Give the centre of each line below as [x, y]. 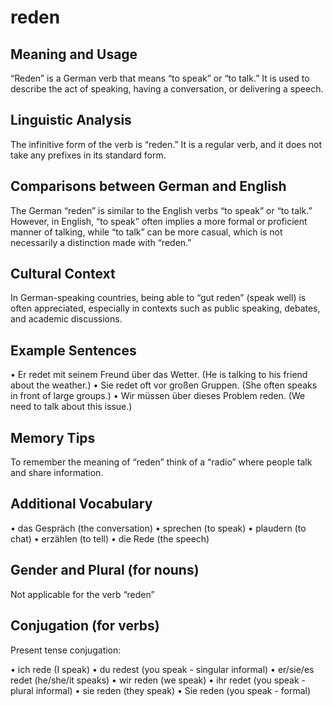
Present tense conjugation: [66, 650]
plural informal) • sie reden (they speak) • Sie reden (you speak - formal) [161, 690]
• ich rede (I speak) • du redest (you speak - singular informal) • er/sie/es [162, 669]
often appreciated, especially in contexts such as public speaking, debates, [165, 308]
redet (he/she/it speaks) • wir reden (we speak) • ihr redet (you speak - [158, 680]
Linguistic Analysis [71, 120]
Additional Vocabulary [81, 504]
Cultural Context [63, 274]
